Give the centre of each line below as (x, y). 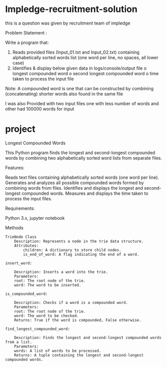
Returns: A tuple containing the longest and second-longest (79, 355)
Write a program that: (27, 42)
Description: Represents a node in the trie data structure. (79, 241)
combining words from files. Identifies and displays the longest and (74, 188)
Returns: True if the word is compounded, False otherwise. (78, 320)
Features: (15, 167)
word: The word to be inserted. (48, 285)
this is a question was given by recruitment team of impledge (68, 23)
